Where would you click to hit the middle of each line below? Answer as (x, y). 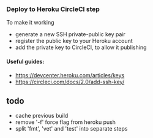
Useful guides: (25, 61)
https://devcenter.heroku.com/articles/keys (70, 75)
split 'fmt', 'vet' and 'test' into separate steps (71, 129)
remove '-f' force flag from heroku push (65, 122)
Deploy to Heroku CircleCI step (53, 9)
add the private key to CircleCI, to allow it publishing (81, 47)
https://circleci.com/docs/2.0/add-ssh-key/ (70, 82)
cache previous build (42, 116)
